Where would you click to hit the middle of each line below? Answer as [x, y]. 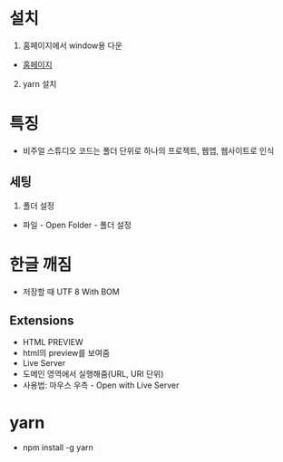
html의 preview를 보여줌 [66, 353]
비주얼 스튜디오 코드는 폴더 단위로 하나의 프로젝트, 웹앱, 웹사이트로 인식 [148, 150]
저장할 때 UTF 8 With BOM [71, 292]
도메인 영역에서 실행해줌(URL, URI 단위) [93, 374]
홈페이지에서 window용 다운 [72, 45]
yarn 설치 [39, 83]
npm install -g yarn [58, 448]
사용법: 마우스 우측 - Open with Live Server [101, 385]
